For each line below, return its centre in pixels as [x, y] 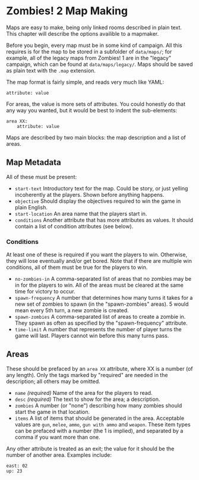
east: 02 [17, 466]
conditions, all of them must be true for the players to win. [77, 267]
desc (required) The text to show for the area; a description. [87, 399]
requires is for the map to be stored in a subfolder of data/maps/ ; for [89, 51]
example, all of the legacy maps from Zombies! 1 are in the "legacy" [89, 58]
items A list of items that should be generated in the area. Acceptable [99, 418]
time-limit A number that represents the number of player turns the [98, 330]
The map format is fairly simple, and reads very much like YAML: [85, 82]
